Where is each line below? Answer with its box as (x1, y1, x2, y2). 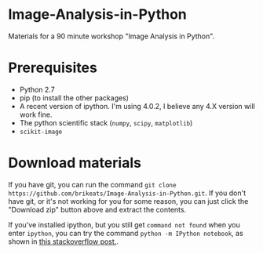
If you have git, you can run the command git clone (8, 180, 177, 189)
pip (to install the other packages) (19, 93, 130, 103)
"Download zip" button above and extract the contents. (8, 205, 187, 214)
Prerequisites (8, 59, 98, 77)
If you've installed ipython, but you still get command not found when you (8, 220, 241, 229)
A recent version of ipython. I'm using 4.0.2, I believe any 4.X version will (19, 101, 255, 111)
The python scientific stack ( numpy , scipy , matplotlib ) (19, 118, 193, 127)
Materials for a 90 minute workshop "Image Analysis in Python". (8, 31, 215, 41)
